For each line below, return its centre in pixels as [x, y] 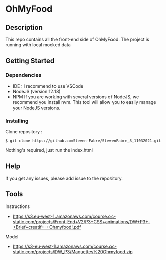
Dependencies [23, 75]
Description [24, 28]
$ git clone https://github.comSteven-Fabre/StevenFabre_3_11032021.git [83, 141]
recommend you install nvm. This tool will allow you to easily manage [84, 102]
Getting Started [30, 61]
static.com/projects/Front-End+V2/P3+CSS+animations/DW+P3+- [81, 221]
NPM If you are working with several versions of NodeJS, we [76, 97]
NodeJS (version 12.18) [36, 91]
